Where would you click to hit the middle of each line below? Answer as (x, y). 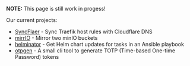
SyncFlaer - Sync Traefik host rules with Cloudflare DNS (83, 32)
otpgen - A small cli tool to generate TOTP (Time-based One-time (95, 51)
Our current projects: (32, 20)
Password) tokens (37, 57)
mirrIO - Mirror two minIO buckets (56, 38)
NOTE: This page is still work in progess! (56, 9)
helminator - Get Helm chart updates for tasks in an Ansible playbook (99, 44)
